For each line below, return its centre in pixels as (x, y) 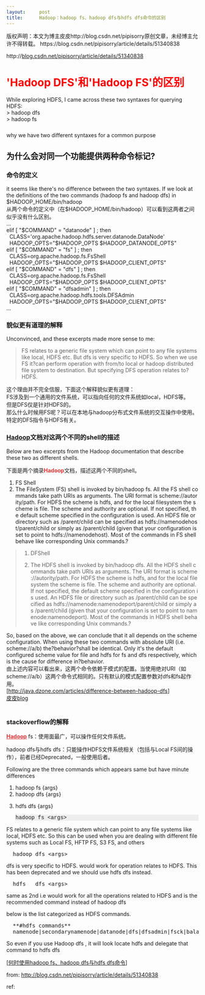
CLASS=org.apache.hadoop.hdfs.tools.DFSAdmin (71, 295)
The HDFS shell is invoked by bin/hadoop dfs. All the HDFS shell (111, 565)
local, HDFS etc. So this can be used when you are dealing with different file (102, 836)
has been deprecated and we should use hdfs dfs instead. (79, 873)
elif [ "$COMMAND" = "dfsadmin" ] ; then (59, 289)
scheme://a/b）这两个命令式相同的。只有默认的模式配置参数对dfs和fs (94, 676)
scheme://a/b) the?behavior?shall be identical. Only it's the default (90, 648)
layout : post (28, 12)
